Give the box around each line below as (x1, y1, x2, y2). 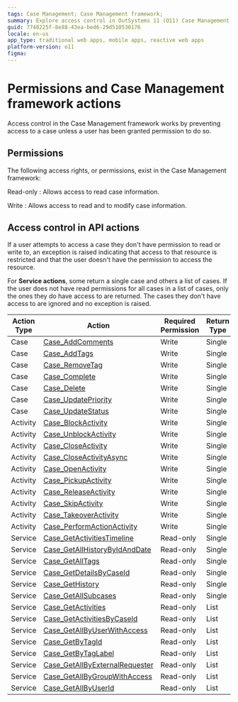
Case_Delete (43, 383, 86, 393)
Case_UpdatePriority (43, 395, 112, 405)
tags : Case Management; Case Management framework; (7, 10, 163, 18)
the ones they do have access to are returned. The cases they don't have (7, 292, 221, 300)
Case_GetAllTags (43, 556, 100, 566)
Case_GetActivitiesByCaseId (43, 614, 138, 624)
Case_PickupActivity (43, 476, 112, 486)
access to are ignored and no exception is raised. (7, 300, 151, 308)
